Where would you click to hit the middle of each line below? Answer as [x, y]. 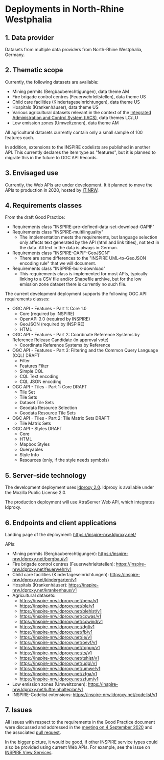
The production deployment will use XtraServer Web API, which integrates [80, 502]
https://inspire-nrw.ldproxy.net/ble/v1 [57, 606]
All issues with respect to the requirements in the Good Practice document [80, 722]
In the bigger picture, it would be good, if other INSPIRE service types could [81, 742]
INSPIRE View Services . [29, 752]
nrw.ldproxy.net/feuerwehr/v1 [42, 569]
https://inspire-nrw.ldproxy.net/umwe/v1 [60, 669]
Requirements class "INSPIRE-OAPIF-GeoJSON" [61, 253]
